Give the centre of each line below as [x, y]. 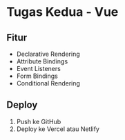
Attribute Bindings [42, 61]
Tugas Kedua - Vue [62, 12]
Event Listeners [39, 69]
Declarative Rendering [48, 54]
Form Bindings [37, 76]
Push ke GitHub [39, 121]
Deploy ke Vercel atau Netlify [58, 129]
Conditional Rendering [48, 83]
